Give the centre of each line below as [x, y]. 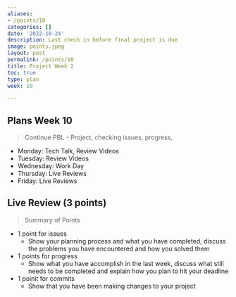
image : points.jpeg [36, 46]
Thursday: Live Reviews [52, 174]
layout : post [26, 53]
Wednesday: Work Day [51, 166]
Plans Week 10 [40, 120]
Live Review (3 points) [57, 203]
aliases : [20, 14]
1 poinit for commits [46, 278]
